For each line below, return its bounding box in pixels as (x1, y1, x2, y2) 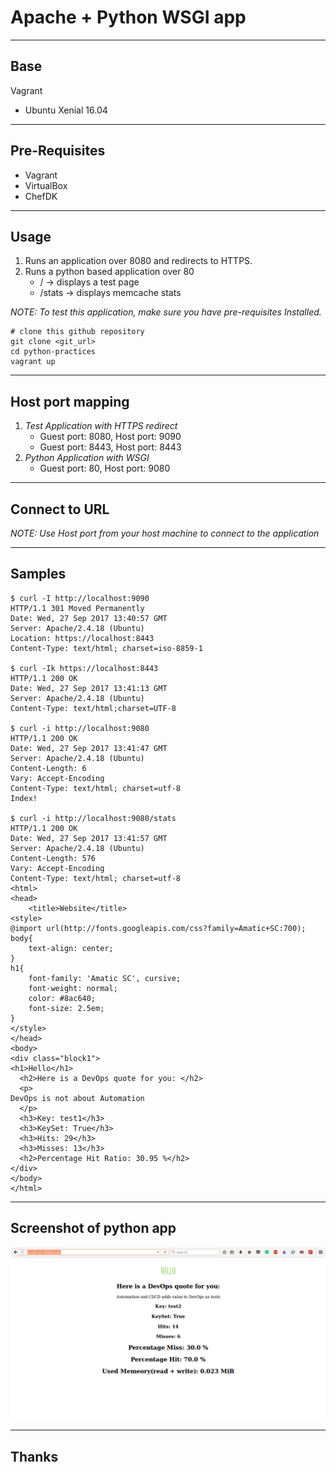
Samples (10, 566, 67, 583)
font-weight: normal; (28, 983, 118, 993)
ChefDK (24, 190, 58, 202)
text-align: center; (28, 943, 114, 953)
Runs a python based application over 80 (24, 266, 195, 278)
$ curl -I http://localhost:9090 (10, 593, 150, 603)
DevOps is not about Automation (10, 1093, 145, 1103)
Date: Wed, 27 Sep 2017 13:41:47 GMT (10, 743, 168, 753)
